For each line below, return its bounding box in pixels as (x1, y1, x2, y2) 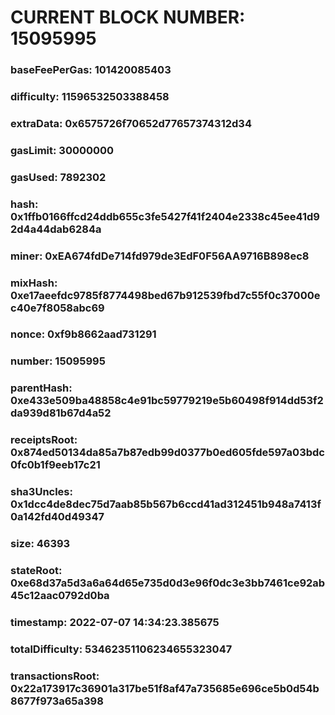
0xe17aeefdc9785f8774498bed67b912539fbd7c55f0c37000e (10, 288, 321, 302)
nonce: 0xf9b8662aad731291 (10, 327, 157, 341)
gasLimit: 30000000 (10, 143, 115, 157)
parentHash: (10, 381, 73, 395)
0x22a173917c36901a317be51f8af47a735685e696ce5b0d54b (10, 681, 320, 695)
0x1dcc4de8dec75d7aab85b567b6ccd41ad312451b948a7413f (10, 497, 322, 511)
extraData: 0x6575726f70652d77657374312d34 (10, 116, 252, 130)
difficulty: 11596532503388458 (10, 90, 170, 104)
